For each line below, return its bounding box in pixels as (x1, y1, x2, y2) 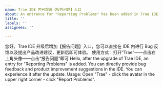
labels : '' (5, 20, 27, 26)
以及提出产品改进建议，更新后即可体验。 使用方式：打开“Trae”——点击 (9, 50, 152, 55)
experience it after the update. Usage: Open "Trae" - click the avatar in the (5, 71, 155, 77)
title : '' (5, 16, 25, 21)
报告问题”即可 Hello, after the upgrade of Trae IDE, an (41, 55, 149, 61)
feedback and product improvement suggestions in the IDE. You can (5, 66, 143, 72)
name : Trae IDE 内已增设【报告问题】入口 (5, 7, 82, 12)
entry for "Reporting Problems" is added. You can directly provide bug (5, 61, 146, 67)
